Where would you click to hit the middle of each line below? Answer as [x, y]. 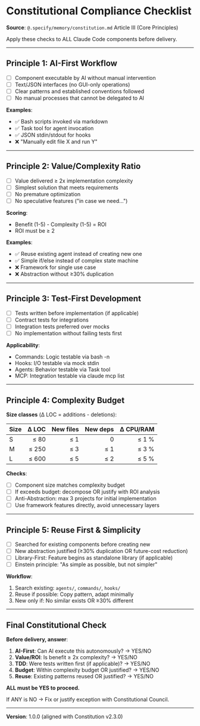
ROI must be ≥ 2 [35, 231]
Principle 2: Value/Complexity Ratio [74, 166]
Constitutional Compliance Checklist [99, 11]
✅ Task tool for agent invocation [54, 128]
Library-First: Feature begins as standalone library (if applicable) [94, 558]
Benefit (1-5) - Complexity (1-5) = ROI [61, 224]
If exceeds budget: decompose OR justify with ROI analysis [87, 492]
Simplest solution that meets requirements [67, 187]
